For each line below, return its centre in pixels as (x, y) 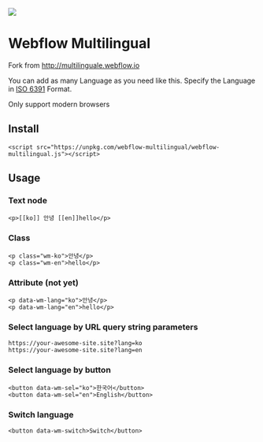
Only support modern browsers (59, 104)
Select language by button (60, 370)
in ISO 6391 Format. (40, 89)
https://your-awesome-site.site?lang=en (76, 351)
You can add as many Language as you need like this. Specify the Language (132, 80)
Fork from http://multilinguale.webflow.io (74, 65)
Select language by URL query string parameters (103, 327)
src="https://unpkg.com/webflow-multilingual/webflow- (128, 147)
